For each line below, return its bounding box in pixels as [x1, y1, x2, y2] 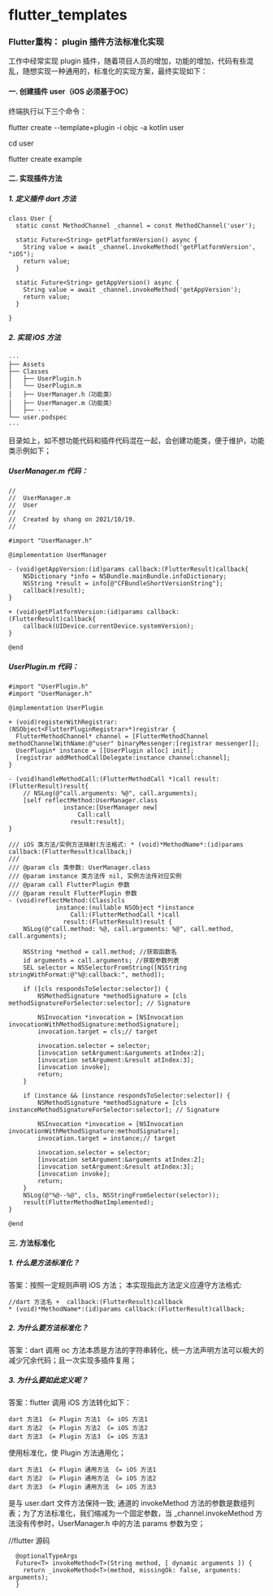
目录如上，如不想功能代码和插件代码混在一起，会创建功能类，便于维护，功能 [8, 436, 265, 446]
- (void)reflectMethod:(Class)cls [8, 897, 126, 905]
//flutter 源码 [8, 1535, 50, 1546]
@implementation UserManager [8, 551, 107, 559]
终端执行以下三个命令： [8, 106, 87, 115]
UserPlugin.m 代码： [8, 661, 79, 672]
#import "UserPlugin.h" [8, 683, 89, 691]
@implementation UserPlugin [8, 704, 104, 712]
